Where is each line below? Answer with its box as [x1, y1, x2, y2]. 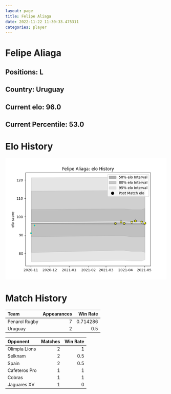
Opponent [7, 338, 30, 344]
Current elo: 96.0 [5, 103, 61, 111]
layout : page [5, 8, 33, 13]
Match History [5, 293, 68, 304]
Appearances [42, 311, 73, 317]
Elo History [5, 141, 53, 153]
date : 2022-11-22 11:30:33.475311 [5, 19, 79, 24]
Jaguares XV [7, 382, 35, 388]
